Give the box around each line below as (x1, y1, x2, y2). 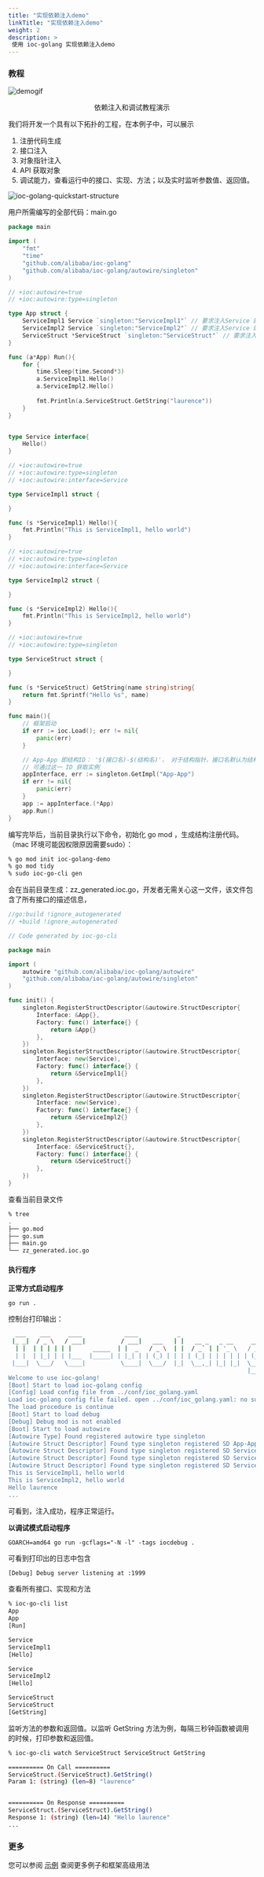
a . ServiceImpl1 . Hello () (36, 375, 114, 383)
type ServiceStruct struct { (8, 655, 104, 663)
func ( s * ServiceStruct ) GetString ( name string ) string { (8, 684, 195, 691)
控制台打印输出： (8, 1315, 64, 1324)
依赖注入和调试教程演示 (93, 103, 170, 112)
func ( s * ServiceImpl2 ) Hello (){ (8, 605, 118, 613)
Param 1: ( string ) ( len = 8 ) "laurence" (8, 1778, 135, 1786)
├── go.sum (8, 1232, 44, 1240)
